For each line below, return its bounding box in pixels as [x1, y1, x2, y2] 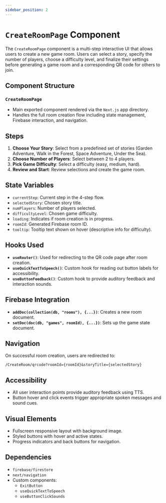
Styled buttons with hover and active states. [12, 433, 103, 439]
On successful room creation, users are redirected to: [5, 352, 115, 359]
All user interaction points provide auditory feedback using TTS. [12, 390, 144, 396]
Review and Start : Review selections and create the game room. [12, 167, 145, 173]
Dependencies [5, 453, 51, 462]
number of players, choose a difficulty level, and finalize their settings [5, 56, 149, 62]
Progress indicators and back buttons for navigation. [12, 438, 121, 444]
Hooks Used [5, 241, 44, 249]
